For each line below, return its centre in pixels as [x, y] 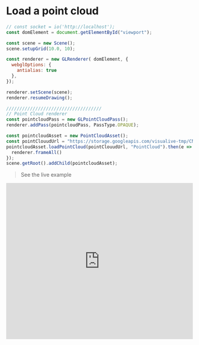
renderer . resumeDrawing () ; [39, 98]
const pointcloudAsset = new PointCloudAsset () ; [67, 136]
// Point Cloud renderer [37, 114]
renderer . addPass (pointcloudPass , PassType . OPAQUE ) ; [73, 125]
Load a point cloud [52, 11]
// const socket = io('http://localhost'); [61, 27]
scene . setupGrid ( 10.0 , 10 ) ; [41, 49]
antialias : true [37, 70]
